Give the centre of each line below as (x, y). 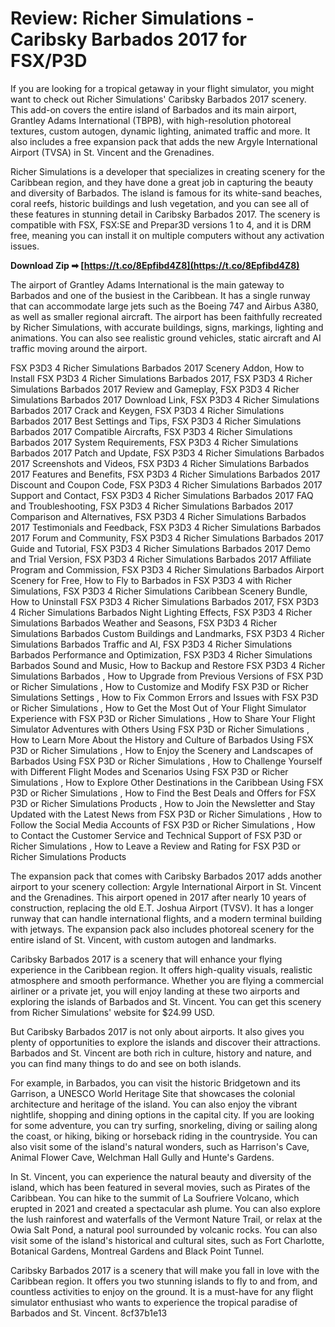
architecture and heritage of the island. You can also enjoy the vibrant (154, 1104)
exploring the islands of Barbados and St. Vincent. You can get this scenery (166, 1001)
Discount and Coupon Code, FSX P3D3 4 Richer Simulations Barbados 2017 (166, 484)
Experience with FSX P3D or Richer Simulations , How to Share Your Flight (163, 718)
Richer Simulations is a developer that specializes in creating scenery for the (168, 171)
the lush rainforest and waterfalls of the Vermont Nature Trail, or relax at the (166, 1219)
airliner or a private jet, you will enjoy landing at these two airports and (155, 991)
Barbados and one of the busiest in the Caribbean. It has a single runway (160, 295)
